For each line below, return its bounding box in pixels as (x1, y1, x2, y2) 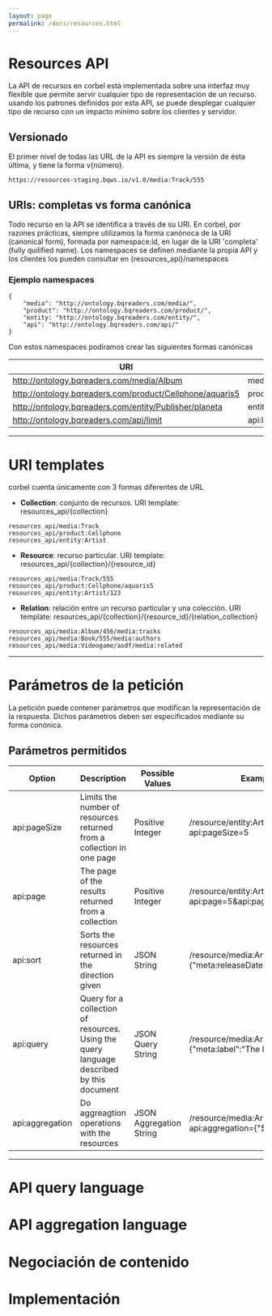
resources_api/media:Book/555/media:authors (8, 635, 161, 643)
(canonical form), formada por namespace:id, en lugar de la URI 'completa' (8, 236, 258, 247)
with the (79, 1127, 111, 1139)
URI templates (8, 455, 105, 474)
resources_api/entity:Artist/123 (8, 589, 121, 598)
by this (79, 1074, 106, 1085)
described (79, 1064, 119, 1075)
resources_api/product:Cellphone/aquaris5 (8, 582, 154, 590)
